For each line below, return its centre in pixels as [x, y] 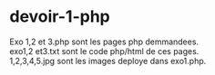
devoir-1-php [60, 17]
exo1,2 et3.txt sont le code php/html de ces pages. [104, 51]
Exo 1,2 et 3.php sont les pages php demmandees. [104, 42]
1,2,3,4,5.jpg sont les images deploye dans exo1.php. [108, 61]
